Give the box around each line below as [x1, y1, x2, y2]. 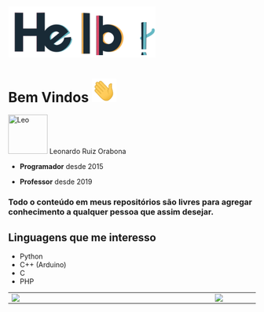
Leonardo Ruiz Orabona [49, 147, 126, 156]
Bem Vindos [8, 88, 89, 106]
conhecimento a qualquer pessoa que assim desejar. [8, 207, 214, 218]
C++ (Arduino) [19, 259, 67, 269]
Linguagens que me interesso [8, 230, 156, 244]
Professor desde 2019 [19, 177, 93, 186]
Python [19, 251, 43, 261]
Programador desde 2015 [19, 162, 104, 171]
